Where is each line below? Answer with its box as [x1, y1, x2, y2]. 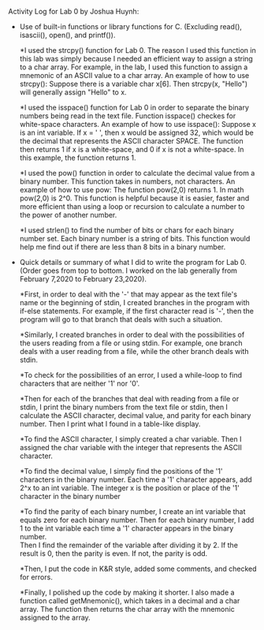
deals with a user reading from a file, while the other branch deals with [19, 347, 249, 356]
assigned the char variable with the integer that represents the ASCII [19, 443, 243, 452]
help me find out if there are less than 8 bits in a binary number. [19, 242, 226, 252]
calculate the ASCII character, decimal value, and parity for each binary [19, 411, 251, 420]
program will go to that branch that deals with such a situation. [19, 315, 223, 324]
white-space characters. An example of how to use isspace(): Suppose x [19, 120, 256, 129]
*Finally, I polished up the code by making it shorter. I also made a [19, 587, 235, 597]
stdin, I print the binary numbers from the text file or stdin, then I [19, 402, 229, 412]
